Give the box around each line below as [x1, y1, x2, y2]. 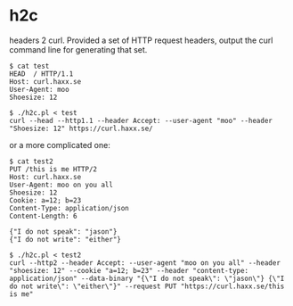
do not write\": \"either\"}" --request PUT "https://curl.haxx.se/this [9, 282, 285, 291]
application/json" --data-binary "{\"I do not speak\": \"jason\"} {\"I [9, 274, 285, 283]
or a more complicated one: [9, 139, 111, 150]
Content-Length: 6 [9, 211, 77, 220]
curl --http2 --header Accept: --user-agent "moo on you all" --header [9, 258, 281, 268]
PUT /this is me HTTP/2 [9, 164, 98, 174]
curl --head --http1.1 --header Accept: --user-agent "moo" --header [9, 116, 273, 125]
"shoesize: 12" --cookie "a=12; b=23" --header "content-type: [9, 266, 249, 275]
